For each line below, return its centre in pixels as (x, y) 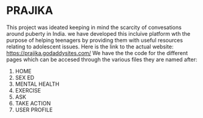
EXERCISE (28, 90)
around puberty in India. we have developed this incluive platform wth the (98, 33)
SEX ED (25, 77)
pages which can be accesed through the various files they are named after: (102, 59)
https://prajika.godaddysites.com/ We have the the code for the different (97, 53)
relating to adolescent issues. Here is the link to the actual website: (90, 47)
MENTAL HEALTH (37, 84)
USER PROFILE (34, 110)
